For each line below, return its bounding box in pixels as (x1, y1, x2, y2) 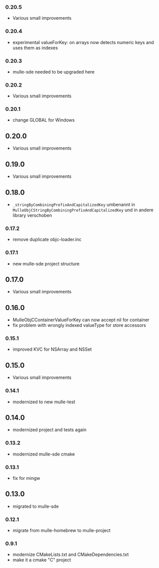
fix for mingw (12, 475, 40, 481)
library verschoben (12, 212, 52, 218)
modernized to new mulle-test (12, 399, 76, 405)
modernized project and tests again (12, 427, 87, 433)
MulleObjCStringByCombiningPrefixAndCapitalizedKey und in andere (12, 207, 154, 213)
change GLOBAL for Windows (12, 117, 75, 123)
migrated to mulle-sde (12, 503, 59, 509)
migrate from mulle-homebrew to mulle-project (12, 527, 111, 534)
